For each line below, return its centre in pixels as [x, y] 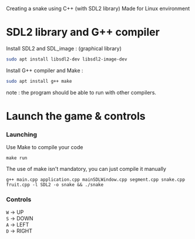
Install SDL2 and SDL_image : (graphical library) [64, 48]
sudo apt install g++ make [39, 81]
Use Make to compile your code [45, 147]
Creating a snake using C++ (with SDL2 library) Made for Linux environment [98, 9]
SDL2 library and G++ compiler [83, 32]
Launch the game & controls [76, 116]
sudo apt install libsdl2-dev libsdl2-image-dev [67, 59]
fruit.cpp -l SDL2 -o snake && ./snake [55, 185]
